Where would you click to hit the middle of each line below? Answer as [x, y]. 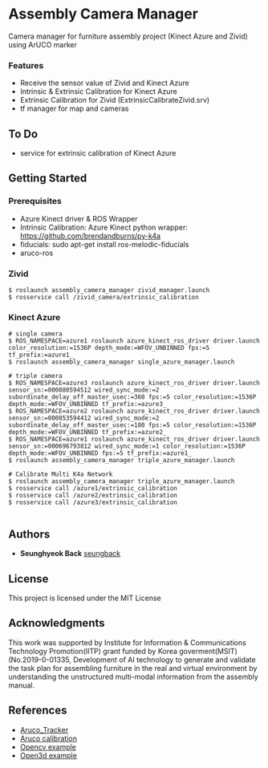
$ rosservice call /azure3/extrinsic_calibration [93, 502]
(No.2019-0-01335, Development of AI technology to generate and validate [132, 660]
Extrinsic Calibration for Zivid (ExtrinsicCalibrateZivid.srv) [115, 100]
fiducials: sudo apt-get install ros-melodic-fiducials [104, 244]
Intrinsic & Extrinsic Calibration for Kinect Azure [99, 91]
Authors [29, 534]
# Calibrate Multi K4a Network [61, 474]
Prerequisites [35, 201]
